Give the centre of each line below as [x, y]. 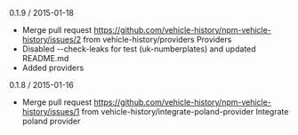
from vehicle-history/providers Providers [157, 40]
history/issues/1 [51, 111]
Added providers [53, 67]
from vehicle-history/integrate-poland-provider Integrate [185, 111]
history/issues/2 [52, 40]
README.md [45, 58]
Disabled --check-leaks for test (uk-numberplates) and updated [139, 49]
